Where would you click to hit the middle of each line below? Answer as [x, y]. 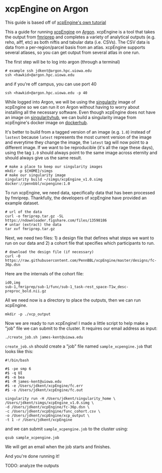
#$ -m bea [15, 377]
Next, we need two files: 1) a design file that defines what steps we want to [80, 238]
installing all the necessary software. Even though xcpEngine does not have [80, 112]
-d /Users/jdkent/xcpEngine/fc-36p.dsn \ [47, 407]
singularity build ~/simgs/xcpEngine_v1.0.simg [54, 179]
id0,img [13, 283]
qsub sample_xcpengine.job [32, 438]
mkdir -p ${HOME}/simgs [29, 171]
